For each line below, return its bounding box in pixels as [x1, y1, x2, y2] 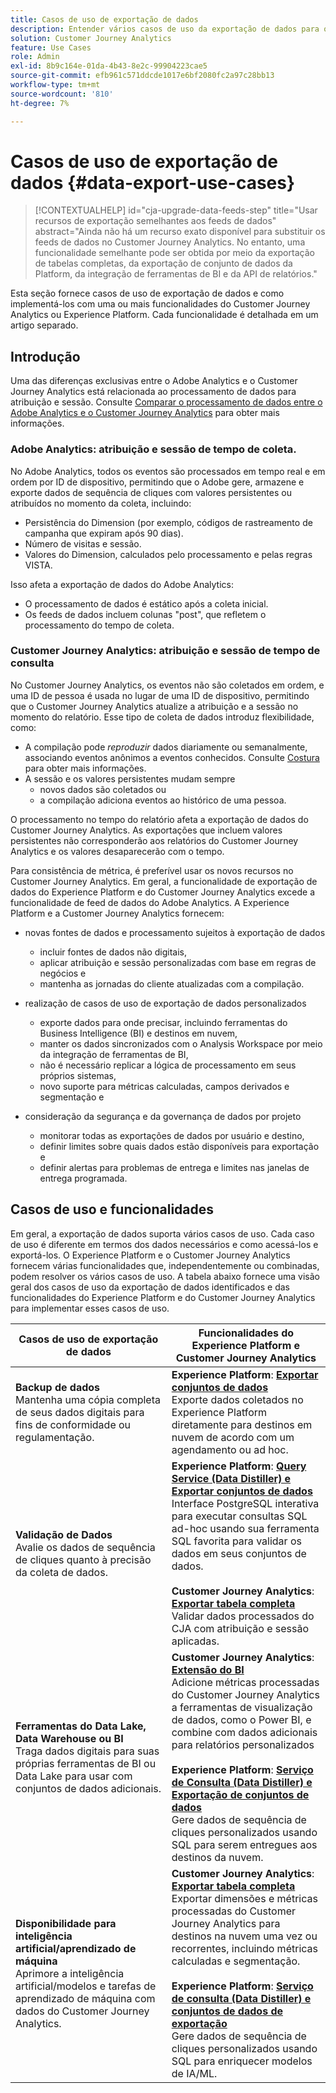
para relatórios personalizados [171, 1737, 315, 1751]
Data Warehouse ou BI [15, 1731, 124, 1745]
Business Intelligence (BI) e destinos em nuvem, [39, 1027, 238, 1039]
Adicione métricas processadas [171, 1675, 320, 1689]
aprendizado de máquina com [15, 1991, 156, 2005]
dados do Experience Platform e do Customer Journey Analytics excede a [10, 886, 316, 898]
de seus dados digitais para [15, 1405, 145, 1419]
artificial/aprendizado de [15, 1941, 137, 1955]
